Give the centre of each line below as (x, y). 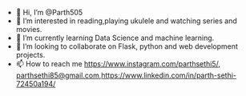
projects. (30, 55)
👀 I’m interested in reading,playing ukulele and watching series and (127, 21)
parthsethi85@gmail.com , (58, 75)
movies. (29, 29)
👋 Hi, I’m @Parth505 (49, 12)
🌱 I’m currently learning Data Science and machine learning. (115, 38)
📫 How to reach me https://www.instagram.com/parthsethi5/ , (118, 64)
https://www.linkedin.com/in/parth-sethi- (169, 75)
